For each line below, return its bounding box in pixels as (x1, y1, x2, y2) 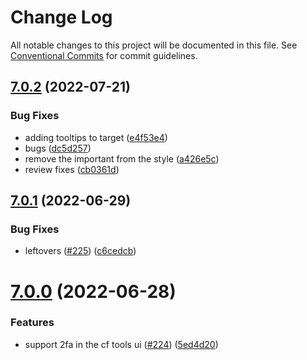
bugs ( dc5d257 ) (24, 142, 92, 154)
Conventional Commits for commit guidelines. (10, 49, 198, 61)
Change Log (10, 6, 113, 29)
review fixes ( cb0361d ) (24, 163, 120, 175)
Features (10, 316, 55, 330)
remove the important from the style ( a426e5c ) (24, 152, 220, 165)
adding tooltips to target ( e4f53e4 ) (24, 131, 168, 143)
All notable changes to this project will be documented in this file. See (10, 39, 298, 51)
